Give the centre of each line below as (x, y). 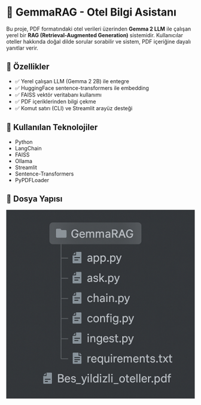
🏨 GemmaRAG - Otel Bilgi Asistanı (91, 12)
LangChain (28, 148)
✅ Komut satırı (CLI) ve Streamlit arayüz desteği (74, 108)
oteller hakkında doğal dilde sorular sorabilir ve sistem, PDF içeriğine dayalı (99, 41)
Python (24, 142)
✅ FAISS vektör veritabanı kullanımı (58, 95)
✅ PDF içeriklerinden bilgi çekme (55, 101)
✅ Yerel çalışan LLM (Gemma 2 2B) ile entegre (72, 81)
